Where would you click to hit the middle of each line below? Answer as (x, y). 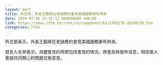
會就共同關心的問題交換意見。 (35, 58)
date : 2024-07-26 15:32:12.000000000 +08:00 (51, 18)
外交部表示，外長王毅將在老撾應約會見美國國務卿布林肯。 (62, 42)
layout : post (18, 9)
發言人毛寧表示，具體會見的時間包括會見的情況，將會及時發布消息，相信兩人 (81, 52)
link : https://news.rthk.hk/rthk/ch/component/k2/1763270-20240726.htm (79, 23)
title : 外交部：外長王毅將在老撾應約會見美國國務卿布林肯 (56, 14)
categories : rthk (23, 27)
